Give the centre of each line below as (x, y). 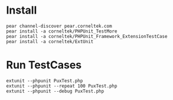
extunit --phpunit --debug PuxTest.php (55, 91)
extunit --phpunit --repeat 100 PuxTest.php (62, 86)
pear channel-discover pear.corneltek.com (59, 26)
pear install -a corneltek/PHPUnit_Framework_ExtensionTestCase (87, 36)
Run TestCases (44, 65)
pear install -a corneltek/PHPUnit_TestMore (62, 31)
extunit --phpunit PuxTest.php (45, 80)
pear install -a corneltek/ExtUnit (50, 41)
